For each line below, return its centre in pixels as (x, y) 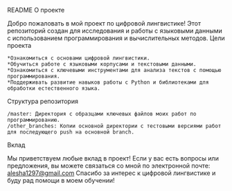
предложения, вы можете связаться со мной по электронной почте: (109, 166)
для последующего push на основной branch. (71, 132)
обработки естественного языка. (54, 89)
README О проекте (36, 10)
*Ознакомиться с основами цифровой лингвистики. (79, 58)
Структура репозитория (43, 101)
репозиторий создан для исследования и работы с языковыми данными (115, 31)
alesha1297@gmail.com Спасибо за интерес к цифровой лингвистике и (111, 173)
